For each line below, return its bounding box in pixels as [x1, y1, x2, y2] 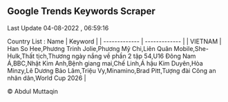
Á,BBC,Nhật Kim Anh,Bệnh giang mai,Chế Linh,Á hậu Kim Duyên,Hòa [7, 59, 204, 68]
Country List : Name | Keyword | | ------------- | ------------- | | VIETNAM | [7, 37, 222, 45]
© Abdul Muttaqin [7, 87, 59, 95]
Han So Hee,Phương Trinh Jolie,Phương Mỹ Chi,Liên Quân [7, 44, 173, 52]
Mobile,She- [173, 44, 209, 52]
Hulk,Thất [7, 52, 35, 60]
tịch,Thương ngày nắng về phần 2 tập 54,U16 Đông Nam [36, 52, 196, 60]
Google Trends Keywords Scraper [7, 6, 155, 17]
